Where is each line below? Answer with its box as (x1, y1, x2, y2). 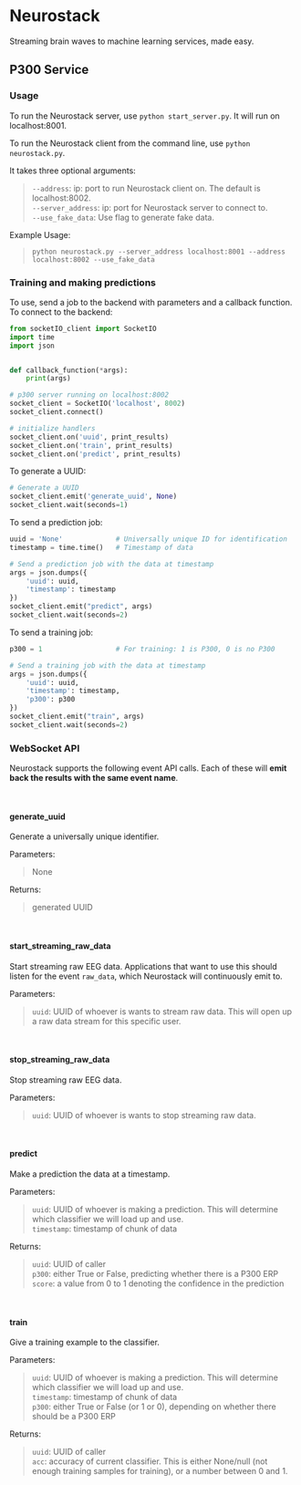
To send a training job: (9, 627, 94, 638)
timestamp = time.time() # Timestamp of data (9, 543, 194, 552)
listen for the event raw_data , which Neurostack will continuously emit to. (9, 971, 283, 981)
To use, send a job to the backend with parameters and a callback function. (9, 296, 293, 307)
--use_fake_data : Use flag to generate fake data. (31, 212, 214, 223)
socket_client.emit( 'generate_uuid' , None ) (9, 492, 178, 502)
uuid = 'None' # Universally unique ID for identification (9, 535, 287, 544)
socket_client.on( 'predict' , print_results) (9, 449, 182, 459)
